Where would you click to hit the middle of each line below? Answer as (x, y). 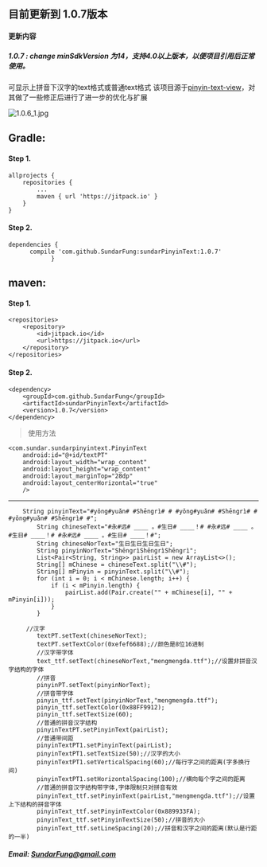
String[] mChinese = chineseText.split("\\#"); (117, 564)
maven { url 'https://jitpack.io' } (97, 196)
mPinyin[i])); (32, 599)
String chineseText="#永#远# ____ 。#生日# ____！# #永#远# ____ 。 (147, 527)
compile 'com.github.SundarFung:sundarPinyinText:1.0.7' (126, 252)
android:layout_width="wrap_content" (85, 462)
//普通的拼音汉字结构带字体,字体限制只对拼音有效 (107, 787)
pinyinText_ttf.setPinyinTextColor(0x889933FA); (119, 811)
